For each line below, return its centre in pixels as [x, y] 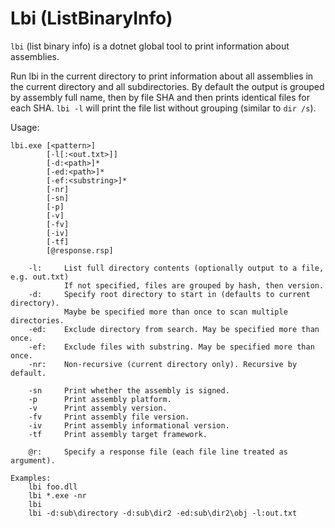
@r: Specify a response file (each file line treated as [158, 452]
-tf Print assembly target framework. [118, 434]
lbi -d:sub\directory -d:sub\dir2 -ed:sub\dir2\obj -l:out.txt [163, 513]
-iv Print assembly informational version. [129, 425]
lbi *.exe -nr [57, 495]
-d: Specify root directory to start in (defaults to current [169, 294]
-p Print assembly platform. [100, 399]
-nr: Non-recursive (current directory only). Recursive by [163, 364]
